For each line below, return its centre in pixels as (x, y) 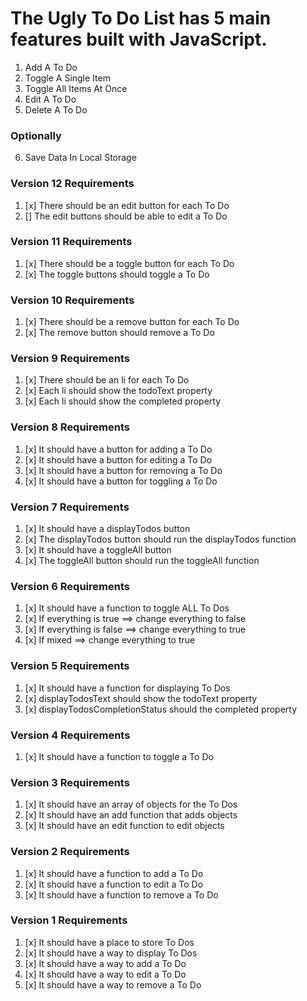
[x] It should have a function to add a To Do (114, 873)
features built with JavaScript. (139, 39)
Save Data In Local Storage (80, 158)
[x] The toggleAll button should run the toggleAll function (142, 561)
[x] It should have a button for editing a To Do (118, 459)
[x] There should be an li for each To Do (107, 380)
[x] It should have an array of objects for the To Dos (131, 804)
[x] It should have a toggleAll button (98, 550)
